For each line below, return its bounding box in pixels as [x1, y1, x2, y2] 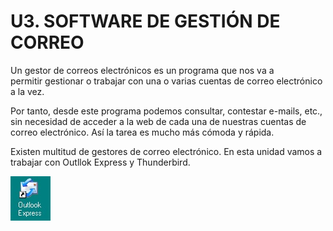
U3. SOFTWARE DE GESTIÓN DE [10, 10, 281, 33]
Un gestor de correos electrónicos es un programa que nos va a [10, 64, 275, 76]
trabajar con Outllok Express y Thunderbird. [10, 156, 191, 168]
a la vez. [10, 85, 45, 97]
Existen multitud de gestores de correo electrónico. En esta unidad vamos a [10, 145, 323, 157]
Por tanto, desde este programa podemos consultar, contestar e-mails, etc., [10, 105, 323, 117]
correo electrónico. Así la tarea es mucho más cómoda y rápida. [10, 126, 275, 138]
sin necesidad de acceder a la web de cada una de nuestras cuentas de [10, 115, 307, 127]
